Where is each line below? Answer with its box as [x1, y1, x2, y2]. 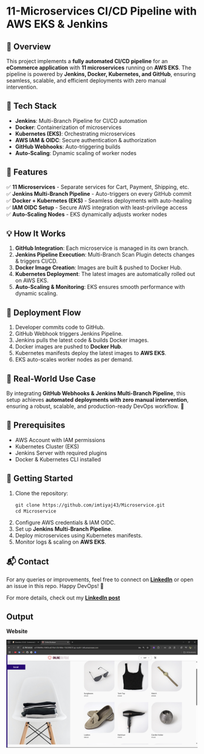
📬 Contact [6, 556, 49, 567]
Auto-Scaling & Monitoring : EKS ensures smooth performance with [15, 283, 185, 291]
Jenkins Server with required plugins [15, 449, 107, 457]
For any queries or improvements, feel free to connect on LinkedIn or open [6, 576, 194, 583]
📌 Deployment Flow [6, 307, 81, 317]
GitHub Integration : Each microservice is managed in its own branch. [15, 244, 189, 252]
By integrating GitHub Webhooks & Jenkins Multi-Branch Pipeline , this [6, 390, 186, 397]
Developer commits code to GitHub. [15, 323, 105, 331]
